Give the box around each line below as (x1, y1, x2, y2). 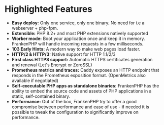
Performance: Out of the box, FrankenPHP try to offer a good (11, 98, 137, 104)
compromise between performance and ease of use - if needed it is (11, 104, 150, 110)
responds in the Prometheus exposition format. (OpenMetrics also (11, 72, 146, 78)
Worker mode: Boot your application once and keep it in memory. (11, 36, 145, 42)
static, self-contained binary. (11, 93, 70, 99)
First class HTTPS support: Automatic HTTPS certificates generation (11, 56, 153, 62)
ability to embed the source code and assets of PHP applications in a (11, 88, 152, 94)
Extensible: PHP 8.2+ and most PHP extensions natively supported (11, 30, 149, 36)
